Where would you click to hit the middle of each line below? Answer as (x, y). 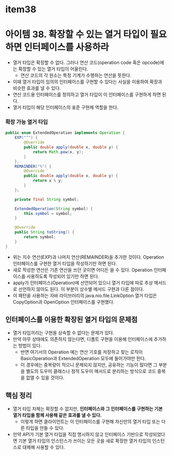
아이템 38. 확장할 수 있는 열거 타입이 (77, 35)
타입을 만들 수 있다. (45, 428)
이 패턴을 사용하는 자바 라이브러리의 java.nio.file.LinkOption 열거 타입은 (85, 295)
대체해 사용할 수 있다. (44, 447)
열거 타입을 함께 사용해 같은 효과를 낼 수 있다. (57, 415)
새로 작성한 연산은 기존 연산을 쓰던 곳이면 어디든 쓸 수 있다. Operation (83, 270)
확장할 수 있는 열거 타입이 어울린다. (53, 69)
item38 (21, 9)
